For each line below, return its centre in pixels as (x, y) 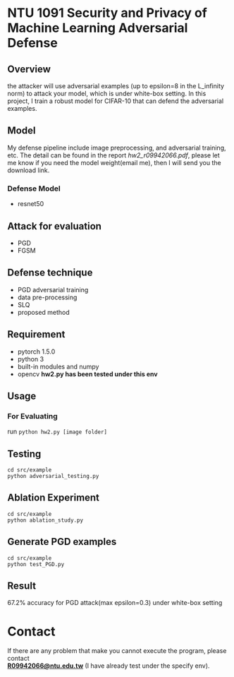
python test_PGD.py (36, 564)
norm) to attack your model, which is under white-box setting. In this (107, 94)
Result (22, 586)
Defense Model (34, 188)
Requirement (36, 334)
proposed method (44, 312)
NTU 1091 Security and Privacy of (107, 13)
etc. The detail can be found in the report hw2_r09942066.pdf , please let (113, 155)
